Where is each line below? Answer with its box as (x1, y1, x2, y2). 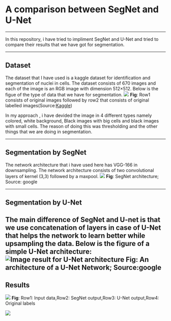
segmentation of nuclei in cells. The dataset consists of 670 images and (5, 80, 156, 86)
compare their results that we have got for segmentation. (5, 41, 125, 47)
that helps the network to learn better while (5, 231, 146, 240)
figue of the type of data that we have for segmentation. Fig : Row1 (5, 91, 151, 97)
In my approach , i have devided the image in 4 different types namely (5, 112, 152, 118)
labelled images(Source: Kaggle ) (5, 102, 73, 108)
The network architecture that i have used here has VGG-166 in (5, 162, 138, 168)
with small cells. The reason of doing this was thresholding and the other (5, 123, 158, 129)
